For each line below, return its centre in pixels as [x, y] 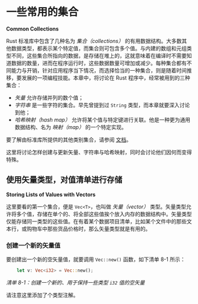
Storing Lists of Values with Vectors [51, 194]
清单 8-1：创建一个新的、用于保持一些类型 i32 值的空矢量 [76, 282]
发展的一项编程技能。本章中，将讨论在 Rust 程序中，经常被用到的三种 [106, 78]
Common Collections [32, 29]
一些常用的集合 [42, 12]
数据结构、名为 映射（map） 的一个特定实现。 [71, 127]
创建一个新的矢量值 [33, 245]
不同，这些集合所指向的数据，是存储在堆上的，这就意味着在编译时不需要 [99, 55]
